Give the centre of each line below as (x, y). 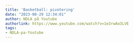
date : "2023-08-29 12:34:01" (36, 14)
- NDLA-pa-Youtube (24, 33)
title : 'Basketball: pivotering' (40, 10)
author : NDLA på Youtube (31, 19)
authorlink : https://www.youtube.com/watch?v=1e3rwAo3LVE (67, 23)
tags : (11, 28)
